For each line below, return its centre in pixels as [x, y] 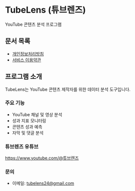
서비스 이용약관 [27, 60]
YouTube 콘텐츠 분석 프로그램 [33, 24]
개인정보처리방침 [28, 53]
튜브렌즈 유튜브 [22, 146]
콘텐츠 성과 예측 [27, 126]
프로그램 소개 [24, 77]
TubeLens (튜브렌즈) [46, 10]
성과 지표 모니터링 [29, 121]
